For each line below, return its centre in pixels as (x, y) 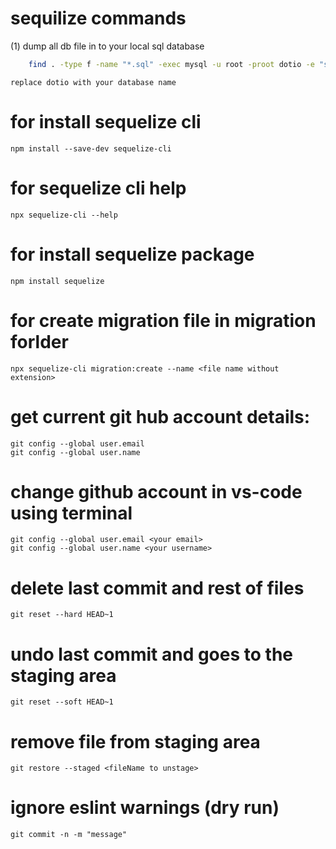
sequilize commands (98, 18)
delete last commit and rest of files (157, 588)
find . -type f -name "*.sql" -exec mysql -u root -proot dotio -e (171, 64)
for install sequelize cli (106, 122)
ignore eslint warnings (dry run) (145, 808)
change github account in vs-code (156, 491)
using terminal (71, 513)
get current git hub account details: (160, 416)
